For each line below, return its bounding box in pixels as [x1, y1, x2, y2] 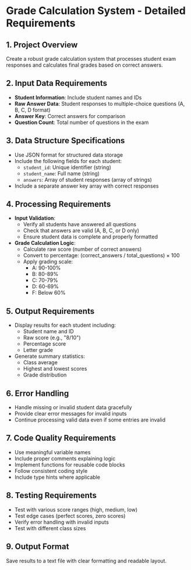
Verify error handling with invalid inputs [14, 519, 109, 526]
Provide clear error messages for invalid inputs [14, 410, 127, 417]
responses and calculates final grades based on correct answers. [6, 61, 163, 68]
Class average [23, 359, 58, 366]
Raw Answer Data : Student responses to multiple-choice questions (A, [14, 100, 185, 107]
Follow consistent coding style [14, 467, 88, 474]
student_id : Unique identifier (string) [23, 164, 112, 171]
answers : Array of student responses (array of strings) [23, 176, 153, 183]
